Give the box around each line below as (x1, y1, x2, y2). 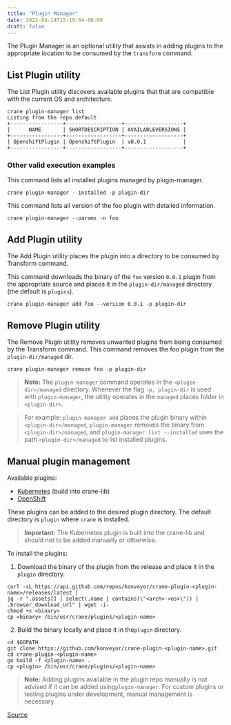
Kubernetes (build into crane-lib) (17, 487, 110, 495)
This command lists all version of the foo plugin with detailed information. (7, 202, 216, 210)
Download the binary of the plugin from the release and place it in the (17, 562, 215, 570)
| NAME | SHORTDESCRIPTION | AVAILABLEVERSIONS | (7, 126, 187, 133)
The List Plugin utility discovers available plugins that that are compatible (7, 88, 214, 96)
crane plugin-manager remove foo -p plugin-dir (7, 366, 147, 373)
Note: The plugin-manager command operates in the (23, 378, 172, 387)
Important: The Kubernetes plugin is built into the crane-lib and (23, 528, 205, 536)
